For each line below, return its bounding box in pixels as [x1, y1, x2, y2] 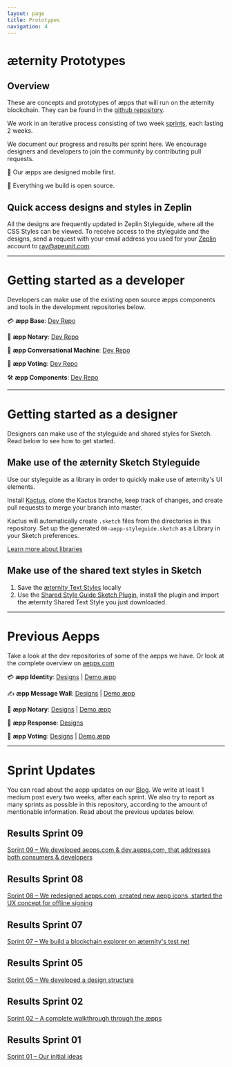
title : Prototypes [7, 17, 60, 24]
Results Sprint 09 [7, 827, 84, 839]
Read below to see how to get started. [7, 437, 116, 445]
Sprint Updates [7, 762, 95, 778]
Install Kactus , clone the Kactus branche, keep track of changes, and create [7, 496, 223, 504]
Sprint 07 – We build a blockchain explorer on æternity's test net [7, 938, 190, 945]
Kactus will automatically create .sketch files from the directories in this [7, 517, 211, 525]
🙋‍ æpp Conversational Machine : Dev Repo [7, 346, 130, 355]
